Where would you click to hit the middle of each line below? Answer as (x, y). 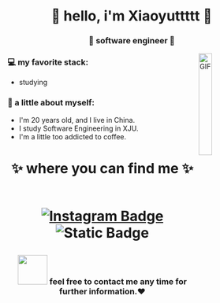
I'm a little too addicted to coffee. (73, 136)
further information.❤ (103, 291)
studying (33, 83)
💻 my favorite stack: (48, 62)
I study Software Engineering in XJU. (78, 128)
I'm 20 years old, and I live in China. (77, 120)
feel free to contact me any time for (118, 281)
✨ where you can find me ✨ (103, 168)
